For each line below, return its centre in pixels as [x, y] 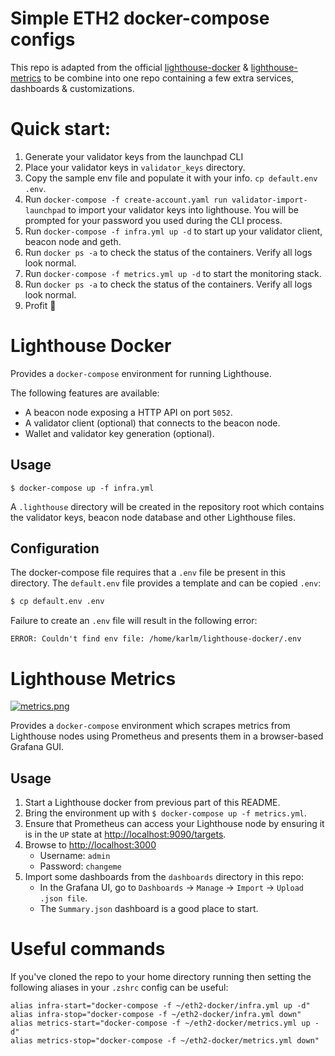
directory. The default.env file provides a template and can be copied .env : [166, 583]
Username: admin [75, 856]
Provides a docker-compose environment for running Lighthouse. [141, 373]
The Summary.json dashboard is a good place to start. [149, 909]
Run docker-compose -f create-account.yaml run [126, 199]
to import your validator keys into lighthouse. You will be [183, 209]
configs [43, 39]
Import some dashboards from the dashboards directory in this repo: [164, 877]
